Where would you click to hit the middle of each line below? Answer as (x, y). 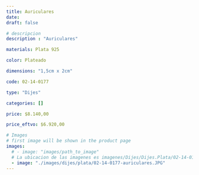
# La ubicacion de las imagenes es (55, 157)
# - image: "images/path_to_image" (55, 152)
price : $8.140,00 (28, 114)
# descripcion (24, 33)
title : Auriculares (30, 12)
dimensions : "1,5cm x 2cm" (39, 71)
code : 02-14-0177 (28, 82)
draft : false (22, 23)
